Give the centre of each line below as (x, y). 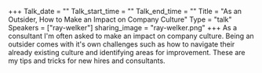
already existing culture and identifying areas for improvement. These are (127, 52)
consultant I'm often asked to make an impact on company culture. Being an (131, 36)
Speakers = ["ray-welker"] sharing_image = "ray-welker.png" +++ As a (123, 28)
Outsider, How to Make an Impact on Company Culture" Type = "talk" (120, 19)
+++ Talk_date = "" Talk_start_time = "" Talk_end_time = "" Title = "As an (125, 11)
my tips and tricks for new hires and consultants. (87, 61)
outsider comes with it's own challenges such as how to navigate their (122, 44)
